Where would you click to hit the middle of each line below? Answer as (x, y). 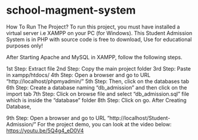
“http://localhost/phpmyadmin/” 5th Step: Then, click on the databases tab (98, 81)
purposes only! (25, 46)
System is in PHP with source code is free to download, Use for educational (99, 39)
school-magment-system (71, 10)
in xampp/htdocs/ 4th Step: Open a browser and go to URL (78, 75)
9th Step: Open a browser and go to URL (56, 118)
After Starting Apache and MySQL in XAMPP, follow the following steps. (95, 57)
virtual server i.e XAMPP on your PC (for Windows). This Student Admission (99, 33)
